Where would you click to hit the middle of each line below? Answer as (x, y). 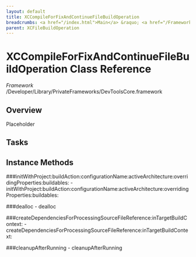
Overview (24, 110)
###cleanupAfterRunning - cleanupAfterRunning (64, 248)
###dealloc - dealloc (31, 207)
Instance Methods (40, 162)
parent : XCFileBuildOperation (43, 28)
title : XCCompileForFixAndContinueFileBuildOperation (73, 17)
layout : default (26, 11)
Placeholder (20, 124)
